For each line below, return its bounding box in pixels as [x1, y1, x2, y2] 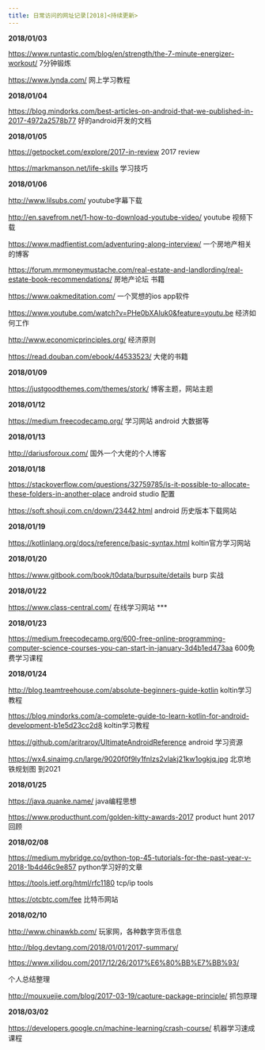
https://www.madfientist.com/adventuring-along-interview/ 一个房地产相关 [8, 239, 252, 248]
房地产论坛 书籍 [113, 274, 165, 284]
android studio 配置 [112, 489, 176, 498]
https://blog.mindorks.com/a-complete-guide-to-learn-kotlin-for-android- [8, 711, 249, 720]
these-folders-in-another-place [8, 489, 111, 498]
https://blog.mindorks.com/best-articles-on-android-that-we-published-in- [8, 106, 254, 116]
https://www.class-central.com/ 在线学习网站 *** [8, 602, 168, 611]
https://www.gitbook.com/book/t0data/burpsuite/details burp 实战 [8, 570, 224, 580]
